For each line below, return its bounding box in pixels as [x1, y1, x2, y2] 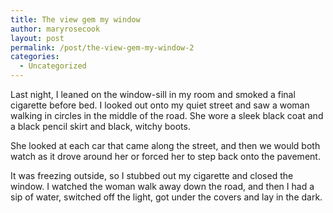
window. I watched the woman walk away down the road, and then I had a [10, 181, 315, 192]
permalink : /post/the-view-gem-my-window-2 [10, 42, 195, 53]
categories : [10, 52, 60, 62]
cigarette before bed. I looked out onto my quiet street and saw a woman [10, 99, 310, 111]
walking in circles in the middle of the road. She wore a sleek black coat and [10, 110, 324, 121]
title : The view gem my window [10, 14, 141, 25]
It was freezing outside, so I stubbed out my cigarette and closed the [10, 170, 294, 181]
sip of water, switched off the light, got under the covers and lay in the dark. [10, 191, 323, 203]
